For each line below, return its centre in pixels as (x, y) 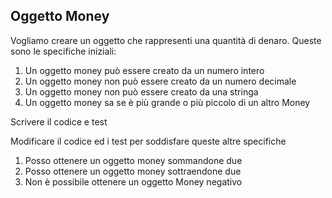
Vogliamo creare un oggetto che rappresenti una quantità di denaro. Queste (166, 40)
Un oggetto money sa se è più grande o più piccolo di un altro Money (167, 102)
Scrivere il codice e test (59, 121)
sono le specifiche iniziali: (63, 51)
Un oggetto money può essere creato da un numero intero (144, 70)
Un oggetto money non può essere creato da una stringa (141, 91)
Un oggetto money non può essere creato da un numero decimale (160, 81)
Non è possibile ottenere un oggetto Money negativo (133, 181)
